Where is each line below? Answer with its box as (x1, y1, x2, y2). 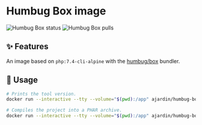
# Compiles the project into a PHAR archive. (6, 107, 122, 114)
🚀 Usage (6, 75, 38, 85)
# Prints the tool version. (6, 91, 77, 97)
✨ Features (6, 41, 49, 52)
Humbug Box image (6, 4, 106, 18)
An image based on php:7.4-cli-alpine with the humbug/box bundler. (6, 57, 180, 64)
